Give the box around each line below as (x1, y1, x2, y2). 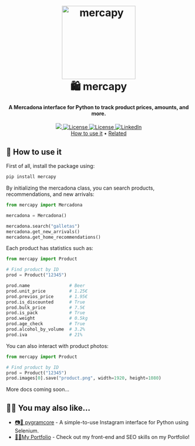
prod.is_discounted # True (6, 299, 85, 305)
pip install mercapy (6, 174, 57, 180)
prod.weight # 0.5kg (6, 316, 88, 322)
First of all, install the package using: (6, 163, 95, 170)
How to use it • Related (70, 130, 127, 137)
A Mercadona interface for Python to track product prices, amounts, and (8, 103, 189, 110)
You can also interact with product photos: (6, 342, 109, 349)
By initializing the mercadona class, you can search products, (6, 184, 154, 192)
